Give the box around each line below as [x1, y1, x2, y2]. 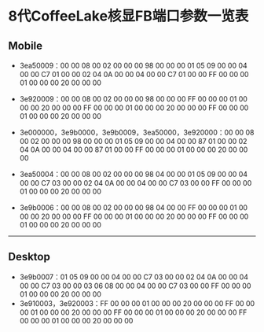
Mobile [8, 39, 43, 52]
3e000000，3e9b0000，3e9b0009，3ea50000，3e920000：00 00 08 [19, 127, 255, 137]
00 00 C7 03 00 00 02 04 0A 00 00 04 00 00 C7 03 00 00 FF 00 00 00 [19, 179, 252, 187]
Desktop [8, 250, 51, 264]
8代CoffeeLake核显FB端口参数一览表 [8, 7, 249, 25]
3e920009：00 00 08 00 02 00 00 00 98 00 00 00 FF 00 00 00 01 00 [19, 94, 247, 103]
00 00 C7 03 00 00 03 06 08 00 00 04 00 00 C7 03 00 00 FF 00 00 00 [19, 281, 251, 290]
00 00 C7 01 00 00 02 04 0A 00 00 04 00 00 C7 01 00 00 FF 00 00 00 [19, 70, 249, 79]
